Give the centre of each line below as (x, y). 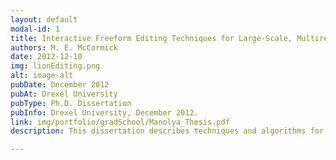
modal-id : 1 (35, 29)
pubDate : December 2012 (60, 85)
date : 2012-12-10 (46, 57)
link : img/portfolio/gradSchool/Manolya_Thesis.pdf (120, 122)
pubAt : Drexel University (64, 94)
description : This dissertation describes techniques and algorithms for (167, 131)
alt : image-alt (42, 76)
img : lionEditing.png (55, 66)
